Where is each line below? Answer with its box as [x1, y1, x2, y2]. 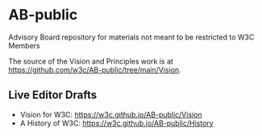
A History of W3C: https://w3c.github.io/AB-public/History [19, 118, 214, 128]
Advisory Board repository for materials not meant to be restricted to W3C [8, 32, 255, 42]
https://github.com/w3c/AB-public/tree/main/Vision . [8, 64, 181, 74]
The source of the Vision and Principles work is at [8, 56, 173, 66]
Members [8, 40, 40, 50]
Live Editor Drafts [8, 89, 98, 102]
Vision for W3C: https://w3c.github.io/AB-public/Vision [19, 109, 203, 119]
